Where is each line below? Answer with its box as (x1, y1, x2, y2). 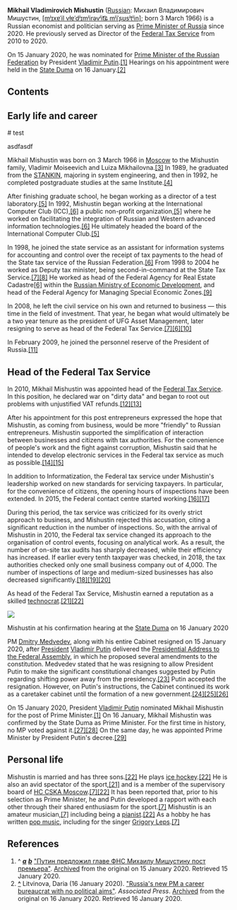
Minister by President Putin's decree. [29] (7, 734, 127, 742)
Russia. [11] (7, 346, 38, 354)
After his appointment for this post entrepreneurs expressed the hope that (7, 413, 222, 422)
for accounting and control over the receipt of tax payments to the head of (7, 250, 224, 260)
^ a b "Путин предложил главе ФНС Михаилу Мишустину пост (17, 856, 206, 865)
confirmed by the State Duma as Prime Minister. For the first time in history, (7, 719, 226, 727)
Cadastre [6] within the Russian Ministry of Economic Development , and (7, 281, 215, 289)
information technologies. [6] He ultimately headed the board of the (7, 222, 202, 231)
